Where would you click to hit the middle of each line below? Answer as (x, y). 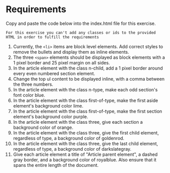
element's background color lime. (48, 106)
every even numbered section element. (54, 73)
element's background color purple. (50, 116)
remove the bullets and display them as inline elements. (71, 52)
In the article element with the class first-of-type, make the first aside (86, 100)
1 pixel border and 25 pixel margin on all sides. (61, 62)
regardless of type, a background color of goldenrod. (69, 138)
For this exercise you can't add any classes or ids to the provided (81, 32)
